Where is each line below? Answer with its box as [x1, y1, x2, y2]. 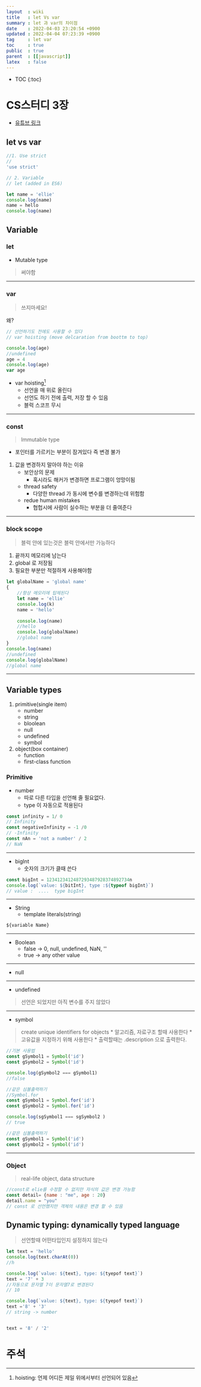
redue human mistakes [23, 497, 81, 504]
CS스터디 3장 [6, 98, 69, 112]
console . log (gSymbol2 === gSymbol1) [6, 1070, 98, 1076]
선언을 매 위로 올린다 [23, 386, 72, 394]
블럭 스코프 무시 [23, 401, 61, 409]
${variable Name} [6, 922, 50, 929]
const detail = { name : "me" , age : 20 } [6, 1192, 106, 1198]
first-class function [23, 758, 71, 765]
